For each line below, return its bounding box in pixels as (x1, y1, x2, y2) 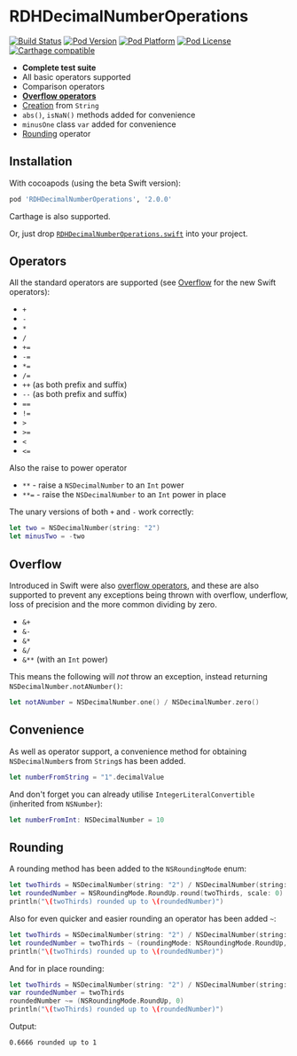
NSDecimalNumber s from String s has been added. (9, 755, 186, 766)
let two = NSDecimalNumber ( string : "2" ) (9, 524, 161, 533)
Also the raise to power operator (9, 463, 128, 473)
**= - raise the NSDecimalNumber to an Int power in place (21, 489, 227, 500)
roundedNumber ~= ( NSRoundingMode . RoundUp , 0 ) (9, 996, 184, 1005)
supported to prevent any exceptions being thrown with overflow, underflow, (9, 590, 288, 600)
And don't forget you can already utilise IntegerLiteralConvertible (9, 789, 255, 799)
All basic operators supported (21, 71, 131, 82)
